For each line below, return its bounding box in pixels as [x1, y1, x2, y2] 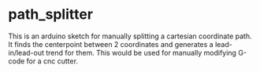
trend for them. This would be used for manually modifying [46, 48, 236, 57]
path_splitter [8, 5, 93, 23]
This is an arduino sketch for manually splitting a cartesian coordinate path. [8, 31, 252, 41]
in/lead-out [8, 48, 45, 57]
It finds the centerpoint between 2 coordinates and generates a [8, 39, 214, 49]
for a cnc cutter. [26, 56, 79, 66]
